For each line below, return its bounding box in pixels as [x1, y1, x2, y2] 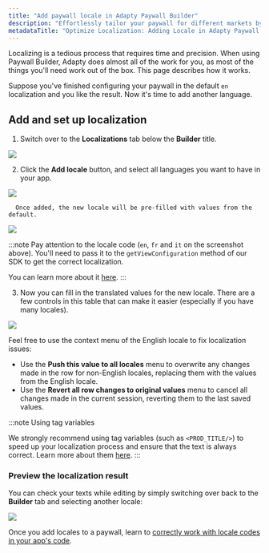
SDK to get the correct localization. [8, 257, 124, 267]
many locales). [19, 305, 69, 315]
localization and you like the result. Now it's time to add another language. [8, 90, 253, 99]
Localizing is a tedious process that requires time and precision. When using [8, 49, 260, 59]
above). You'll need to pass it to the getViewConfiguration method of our [8, 248, 247, 258]
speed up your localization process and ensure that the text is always [8, 442, 237, 451]
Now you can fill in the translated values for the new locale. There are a [19, 288, 255, 297]
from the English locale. [19, 377, 98, 386]
